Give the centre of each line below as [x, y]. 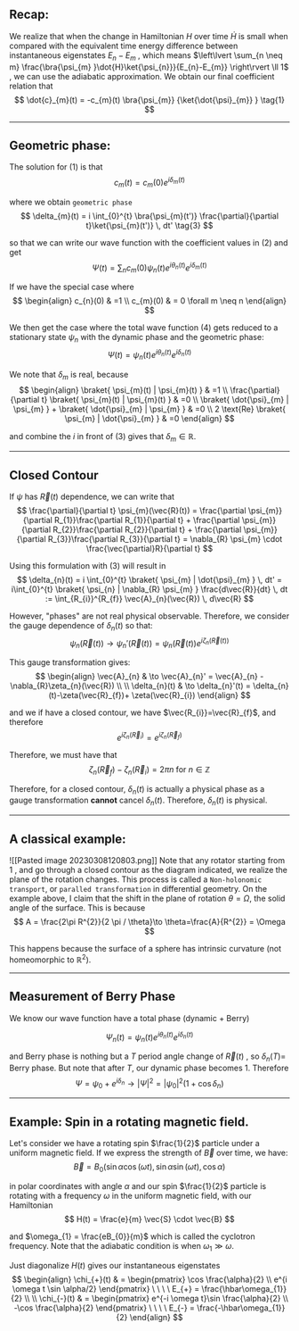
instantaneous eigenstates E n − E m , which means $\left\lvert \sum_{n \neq [146, 56]
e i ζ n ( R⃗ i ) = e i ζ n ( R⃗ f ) [149, 737]
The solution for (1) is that [56, 167]
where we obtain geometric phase [71, 202]
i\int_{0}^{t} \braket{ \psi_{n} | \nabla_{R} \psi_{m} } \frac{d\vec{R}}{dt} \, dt [149, 589]
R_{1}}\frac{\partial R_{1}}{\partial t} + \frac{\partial [147, 520]
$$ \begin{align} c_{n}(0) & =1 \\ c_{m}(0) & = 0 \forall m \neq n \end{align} [149, 301]
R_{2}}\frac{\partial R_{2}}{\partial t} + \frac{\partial [147, 529]
